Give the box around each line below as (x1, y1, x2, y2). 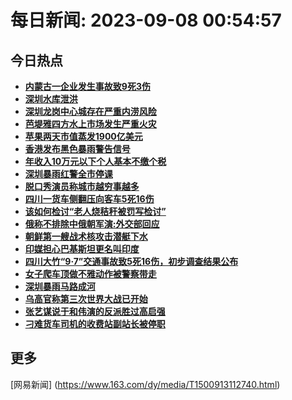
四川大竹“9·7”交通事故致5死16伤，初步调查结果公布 (24, 256, 239, 267)
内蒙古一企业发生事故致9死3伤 (24, 81, 151, 92)
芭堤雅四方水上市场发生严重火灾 (24, 118, 157, 130)
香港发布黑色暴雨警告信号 (24, 143, 131, 155)
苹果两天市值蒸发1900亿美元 (24, 131, 143, 142)
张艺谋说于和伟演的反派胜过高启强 (24, 306, 166, 317)
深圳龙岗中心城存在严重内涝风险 (24, 106, 157, 117)
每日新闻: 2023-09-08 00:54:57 (10, 9, 282, 32)
